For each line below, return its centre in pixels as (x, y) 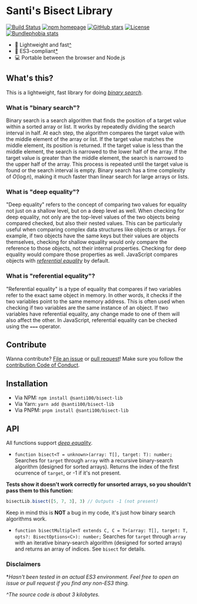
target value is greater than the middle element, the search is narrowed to (95, 158)
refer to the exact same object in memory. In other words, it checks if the (94, 295)
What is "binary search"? (43, 108)
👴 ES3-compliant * (36, 51)
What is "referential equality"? (51, 276)
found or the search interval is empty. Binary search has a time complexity (96, 170)
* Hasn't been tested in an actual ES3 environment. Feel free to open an (92, 577)
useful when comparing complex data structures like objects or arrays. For (96, 230)
